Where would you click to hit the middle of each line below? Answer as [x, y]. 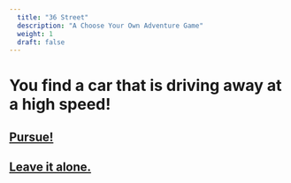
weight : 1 [35, 34]
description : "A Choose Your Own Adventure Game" [110, 26]
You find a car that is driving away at [145, 86]
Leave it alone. [50, 168]
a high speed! [60, 105]
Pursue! [31, 137]
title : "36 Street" [53, 17]
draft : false [41, 42]
